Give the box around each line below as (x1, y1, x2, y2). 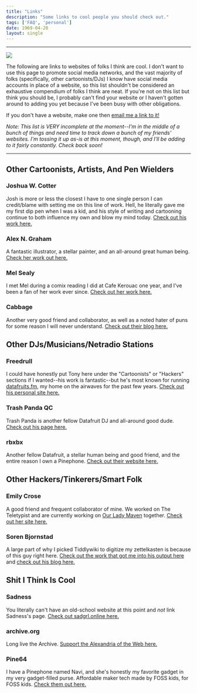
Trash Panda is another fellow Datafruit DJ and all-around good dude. (6, 417, 174, 424)
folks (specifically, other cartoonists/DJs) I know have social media (6, 76, 168, 83)
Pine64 (6, 655, 28, 663)
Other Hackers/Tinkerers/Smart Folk (6, 474, 142, 484)
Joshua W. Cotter (6, 182, 57, 190)
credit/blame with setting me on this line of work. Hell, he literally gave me (6, 201, 185, 208)
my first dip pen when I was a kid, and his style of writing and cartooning (6, 208, 182, 215)
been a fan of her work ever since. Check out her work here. (6, 288, 152, 295)
